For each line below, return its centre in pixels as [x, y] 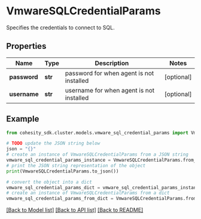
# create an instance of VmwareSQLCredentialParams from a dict [88, 193]
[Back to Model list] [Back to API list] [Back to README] [75, 210]
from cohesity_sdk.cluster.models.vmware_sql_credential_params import [97, 132]
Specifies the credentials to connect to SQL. [60, 27]
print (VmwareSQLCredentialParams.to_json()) [63, 171]
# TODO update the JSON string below [53, 144]
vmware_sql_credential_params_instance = [59, 160]
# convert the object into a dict [49, 182]
